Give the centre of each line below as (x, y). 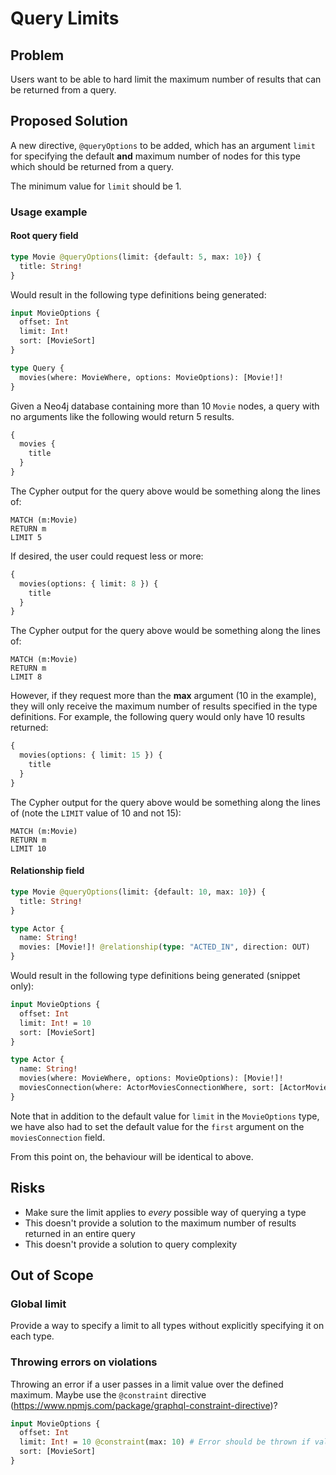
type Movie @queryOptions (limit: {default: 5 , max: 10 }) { (136, 257)
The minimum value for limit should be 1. (96, 186)
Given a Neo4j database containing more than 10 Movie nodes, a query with (165, 406)
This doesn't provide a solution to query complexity (131, 1244)
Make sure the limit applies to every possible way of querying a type (165, 1212)
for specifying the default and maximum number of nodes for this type (155, 156)
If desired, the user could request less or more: (107, 556)
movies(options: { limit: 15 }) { (91, 755)
